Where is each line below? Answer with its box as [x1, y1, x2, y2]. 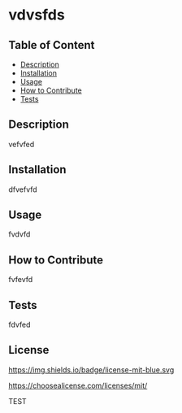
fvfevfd [8, 275, 33, 285]
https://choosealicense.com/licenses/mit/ [8, 380, 148, 390]
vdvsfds [8, 6, 65, 24]
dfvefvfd [8, 185, 38, 194]
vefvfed [8, 139, 35, 149]
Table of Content [8, 38, 95, 52]
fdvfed [8, 320, 31, 330]
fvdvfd [8, 229, 31, 239]
